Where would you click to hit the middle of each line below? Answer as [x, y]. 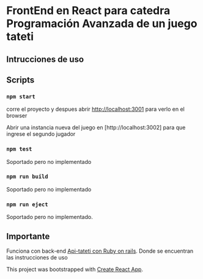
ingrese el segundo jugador [41, 134]
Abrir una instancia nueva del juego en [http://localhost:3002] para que [96, 128]
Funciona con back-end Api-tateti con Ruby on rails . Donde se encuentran [100, 251]
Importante [28, 236]
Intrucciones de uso [45, 59]
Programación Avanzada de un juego [102, 24]
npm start [21, 96]
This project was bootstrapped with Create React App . [75, 269]
